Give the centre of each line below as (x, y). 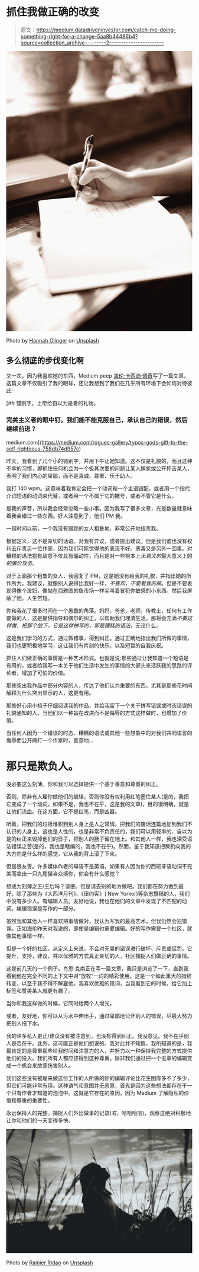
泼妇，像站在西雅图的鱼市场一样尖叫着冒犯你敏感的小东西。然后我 (107, 590)
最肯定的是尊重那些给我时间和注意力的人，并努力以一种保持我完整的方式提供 (99, 1050)
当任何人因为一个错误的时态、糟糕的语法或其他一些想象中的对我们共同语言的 (99, 733)
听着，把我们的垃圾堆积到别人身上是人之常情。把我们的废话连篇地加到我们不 (99, 824)
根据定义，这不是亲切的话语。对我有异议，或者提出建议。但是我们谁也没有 (97, 541)
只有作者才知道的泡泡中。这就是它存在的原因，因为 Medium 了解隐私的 (97, 1093)
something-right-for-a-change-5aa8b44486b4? (79, 36)
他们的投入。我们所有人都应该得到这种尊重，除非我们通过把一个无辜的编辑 (97, 1058)
